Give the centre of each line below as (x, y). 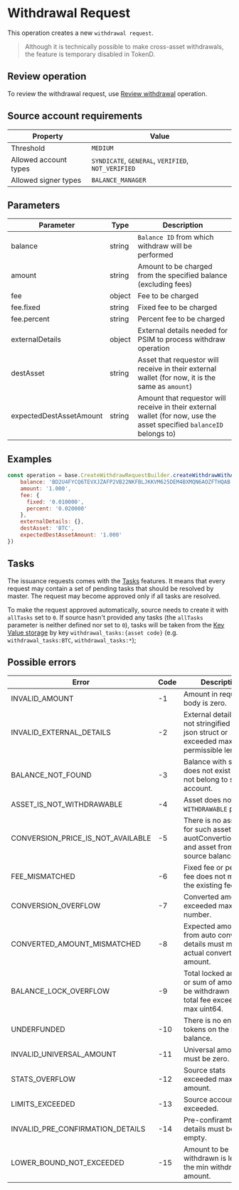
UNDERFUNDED (38, 1029)
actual (194, 953)
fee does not (205, 876)
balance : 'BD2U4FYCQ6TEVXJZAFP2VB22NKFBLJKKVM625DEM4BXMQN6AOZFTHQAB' (127, 482)
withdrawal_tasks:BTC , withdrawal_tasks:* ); (72, 640)
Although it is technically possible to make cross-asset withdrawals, (124, 46)
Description (183, 225)
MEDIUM (102, 148)
